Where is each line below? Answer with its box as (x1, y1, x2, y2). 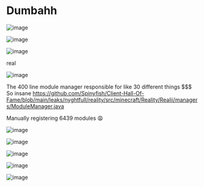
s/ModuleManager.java (6, 102, 64, 110)
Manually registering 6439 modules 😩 (6, 114, 104, 122)
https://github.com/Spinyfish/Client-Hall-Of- (32, 89, 145, 97)
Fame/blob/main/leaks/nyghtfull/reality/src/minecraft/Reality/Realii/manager (6, 96, 198, 103)
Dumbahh (6, 4, 58, 18)
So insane (6, 89, 32, 97)
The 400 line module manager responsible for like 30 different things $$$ (6, 83, 192, 90)
